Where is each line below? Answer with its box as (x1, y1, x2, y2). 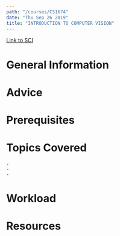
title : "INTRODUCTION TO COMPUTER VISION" (6, 20, 115, 26)
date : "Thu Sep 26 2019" (6, 15, 69, 21)
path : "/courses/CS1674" (6, 8, 69, 15)
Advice (6, 85, 43, 99)
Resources (6, 219, 62, 233)
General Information (6, 58, 110, 71)
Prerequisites (6, 113, 75, 127)
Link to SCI (6, 37, 33, 44)
